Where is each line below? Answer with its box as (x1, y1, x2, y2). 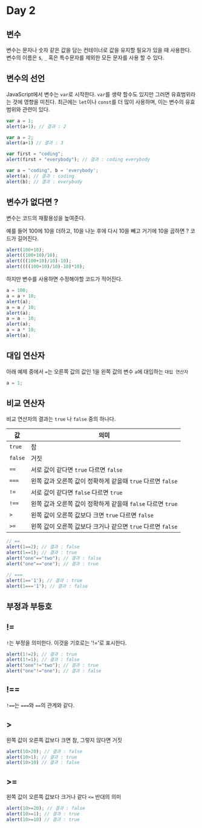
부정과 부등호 (6, 601, 53, 611)
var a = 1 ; (6, 117, 34, 124)
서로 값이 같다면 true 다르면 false (30, 465, 123, 474)
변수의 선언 (6, 73, 45, 84)
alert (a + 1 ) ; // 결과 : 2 (6, 123, 67, 130)
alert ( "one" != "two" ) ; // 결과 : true (6, 662, 99, 669)
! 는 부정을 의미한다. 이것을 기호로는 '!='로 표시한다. (6, 639, 127, 646)
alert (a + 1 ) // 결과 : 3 (6, 140, 64, 146)
